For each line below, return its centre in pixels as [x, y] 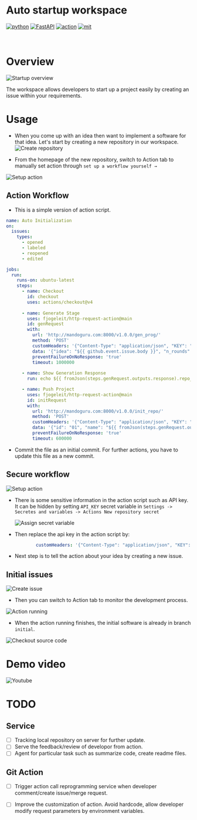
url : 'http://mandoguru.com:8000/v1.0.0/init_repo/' [98, 411]
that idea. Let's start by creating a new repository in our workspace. [96, 142]
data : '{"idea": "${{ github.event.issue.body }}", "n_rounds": [112, 351]
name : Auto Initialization [39, 220]
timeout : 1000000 [53, 362]
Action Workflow [38, 195]
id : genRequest [46, 324]
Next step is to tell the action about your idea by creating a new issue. [99, 556]
